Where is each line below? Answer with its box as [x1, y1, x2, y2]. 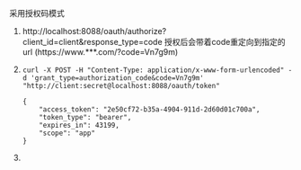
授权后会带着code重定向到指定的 [164, 37, 286, 47]
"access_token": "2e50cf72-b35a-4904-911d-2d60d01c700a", [39, 105, 261, 114]
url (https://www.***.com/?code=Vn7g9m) [22, 47, 179, 57]
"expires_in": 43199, [39, 121, 120, 130]
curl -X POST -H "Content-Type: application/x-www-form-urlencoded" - [22, 66, 293, 75]
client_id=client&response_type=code [22, 37, 164, 47]
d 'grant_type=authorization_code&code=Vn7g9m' [22, 74, 204, 83]
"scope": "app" [39, 129, 96, 138]
